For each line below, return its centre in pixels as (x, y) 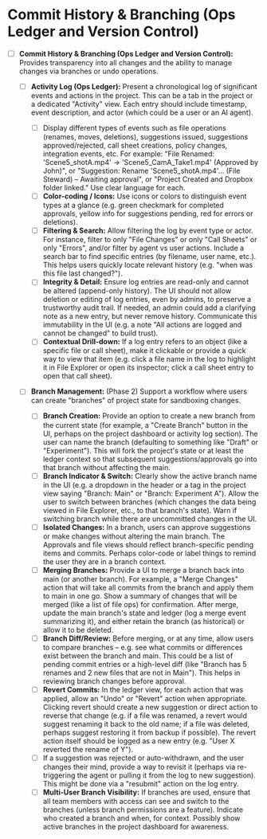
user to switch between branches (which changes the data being (149, 502)
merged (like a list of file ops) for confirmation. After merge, (141, 604)
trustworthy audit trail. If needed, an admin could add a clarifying (149, 308)
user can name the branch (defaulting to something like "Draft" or (150, 442)
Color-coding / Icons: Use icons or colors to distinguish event (145, 196)
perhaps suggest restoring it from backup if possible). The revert (149, 732)
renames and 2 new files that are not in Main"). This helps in (141, 672)
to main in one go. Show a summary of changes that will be (140, 596)
